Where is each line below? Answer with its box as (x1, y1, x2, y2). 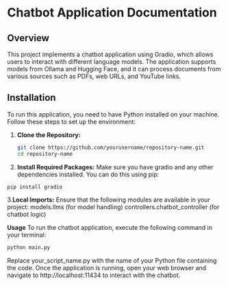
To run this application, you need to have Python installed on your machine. (7, 110, 220, 118)
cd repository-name (16, 150, 73, 157)
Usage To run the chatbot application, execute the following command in (7, 224, 212, 232)
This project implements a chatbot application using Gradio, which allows (7, 50, 214, 58)
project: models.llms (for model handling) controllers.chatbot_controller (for (7, 203, 220, 211)
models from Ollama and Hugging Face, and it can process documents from (7, 65, 221, 73)
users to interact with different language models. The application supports (7, 58, 216, 66)
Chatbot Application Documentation (7, 5, 217, 21)
